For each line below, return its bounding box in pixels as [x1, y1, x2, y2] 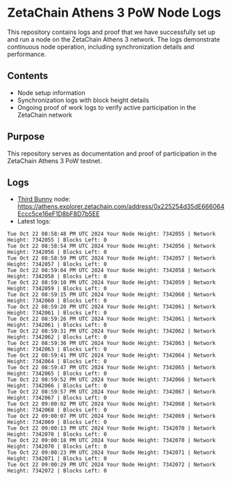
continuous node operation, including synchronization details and [7, 42, 194, 51]
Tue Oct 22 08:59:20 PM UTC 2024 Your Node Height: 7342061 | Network [7, 303, 216, 310]
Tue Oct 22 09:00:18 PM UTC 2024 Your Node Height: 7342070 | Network [7, 437, 216, 444]
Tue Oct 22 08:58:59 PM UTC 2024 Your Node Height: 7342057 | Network [7, 255, 216, 262]
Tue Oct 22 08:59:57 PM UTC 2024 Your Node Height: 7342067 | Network [7, 389, 216, 396]
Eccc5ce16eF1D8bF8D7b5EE [17, 210, 100, 218]
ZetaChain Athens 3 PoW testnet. [7, 156, 102, 164]
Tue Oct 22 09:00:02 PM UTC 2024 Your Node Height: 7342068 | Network [7, 400, 216, 407]
